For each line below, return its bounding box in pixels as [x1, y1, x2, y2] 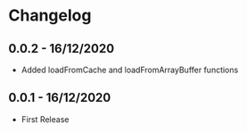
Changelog [8, 5, 92, 26]
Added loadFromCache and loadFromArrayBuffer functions [21, 64, 239, 75]
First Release [21, 113, 70, 125]
